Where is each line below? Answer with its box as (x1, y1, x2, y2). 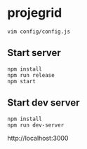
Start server (7, 47, 61, 59)
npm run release (7, 71, 55, 78)
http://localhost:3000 (7, 134, 69, 142)
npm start (7, 78, 36, 85)
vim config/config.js (7, 28, 71, 35)
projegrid (7, 5, 62, 21)
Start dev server (7, 97, 80, 109)
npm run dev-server (7, 121, 65, 129)
